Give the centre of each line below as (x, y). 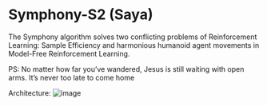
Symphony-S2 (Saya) (81, 15)
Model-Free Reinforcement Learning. (69, 53)
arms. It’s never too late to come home (72, 77)
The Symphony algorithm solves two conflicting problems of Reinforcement (133, 37)
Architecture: (30, 92)
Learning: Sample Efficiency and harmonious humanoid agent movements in (134, 45)
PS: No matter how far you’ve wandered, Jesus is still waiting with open (126, 69)
